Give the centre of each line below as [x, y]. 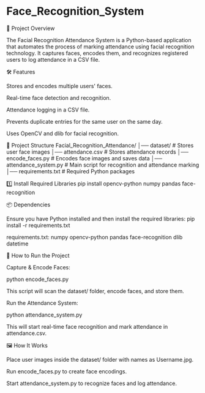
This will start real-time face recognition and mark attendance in [87, 326]
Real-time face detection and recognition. [59, 98]
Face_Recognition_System [75, 11]
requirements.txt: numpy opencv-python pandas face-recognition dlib [95, 237]
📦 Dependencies [28, 204]
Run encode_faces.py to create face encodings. [67, 371]
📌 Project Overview [31, 28]
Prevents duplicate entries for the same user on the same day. [85, 121]
